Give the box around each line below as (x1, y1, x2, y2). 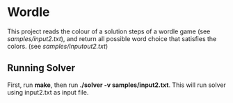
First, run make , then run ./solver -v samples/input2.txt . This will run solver (7, 81, 226, 89)
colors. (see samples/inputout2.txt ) (7, 42, 109, 50)
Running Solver (7, 62, 75, 74)
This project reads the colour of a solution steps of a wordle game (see (7, 27, 211, 35)
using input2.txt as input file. (7, 88, 89, 96)
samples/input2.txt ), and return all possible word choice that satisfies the (7, 34, 217, 42)
